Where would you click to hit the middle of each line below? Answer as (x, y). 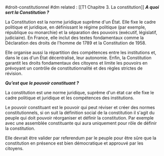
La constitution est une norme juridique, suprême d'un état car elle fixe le (80, 93)
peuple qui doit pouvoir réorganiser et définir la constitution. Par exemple (80, 118)
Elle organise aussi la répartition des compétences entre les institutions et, (81, 52)
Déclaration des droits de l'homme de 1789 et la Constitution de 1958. (76, 43)
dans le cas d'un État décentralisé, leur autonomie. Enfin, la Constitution (78, 58)
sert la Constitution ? (27, 12)
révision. (14, 73)
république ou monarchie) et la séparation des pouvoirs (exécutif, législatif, (81, 32)
